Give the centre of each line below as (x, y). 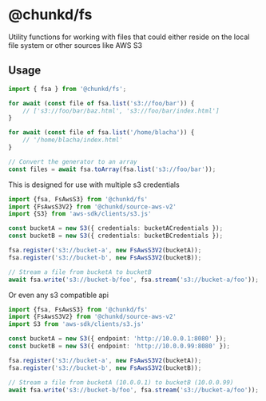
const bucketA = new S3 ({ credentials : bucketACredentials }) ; (116, 228)
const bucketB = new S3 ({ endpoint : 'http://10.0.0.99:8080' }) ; (119, 346)
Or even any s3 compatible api (59, 295)
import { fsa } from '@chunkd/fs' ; (67, 89)
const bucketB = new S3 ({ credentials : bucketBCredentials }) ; (116, 236)
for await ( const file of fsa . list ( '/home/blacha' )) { (101, 133)
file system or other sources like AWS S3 (75, 45)
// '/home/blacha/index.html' (73, 140)
